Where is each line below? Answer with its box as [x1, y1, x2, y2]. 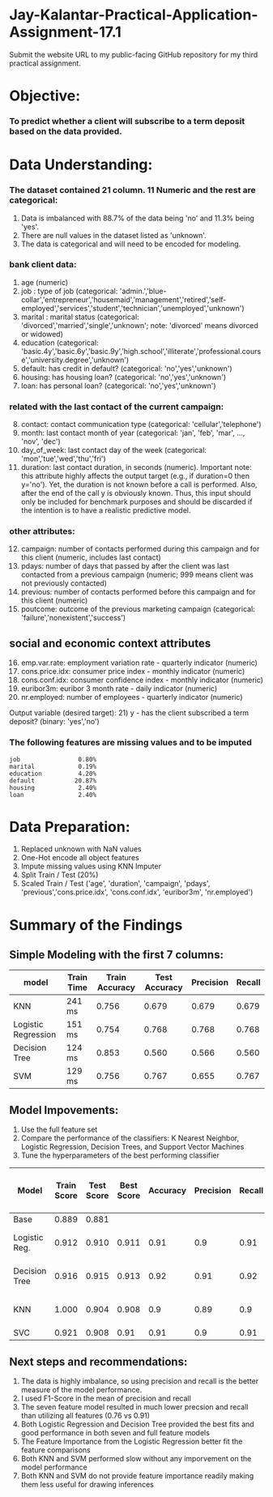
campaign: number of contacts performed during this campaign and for [20, 544, 260, 554]
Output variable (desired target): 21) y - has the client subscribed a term [9, 708, 250, 718]
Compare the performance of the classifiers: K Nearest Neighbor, [20, 1133, 240, 1143]
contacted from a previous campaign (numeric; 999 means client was [20, 569, 254, 580]
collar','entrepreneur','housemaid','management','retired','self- [20, 294, 227, 305]
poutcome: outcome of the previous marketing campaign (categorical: [20, 604, 256, 614]
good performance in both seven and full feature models [20, 1428, 210, 1438]
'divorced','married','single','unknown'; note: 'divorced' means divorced [20, 320, 258, 330]
